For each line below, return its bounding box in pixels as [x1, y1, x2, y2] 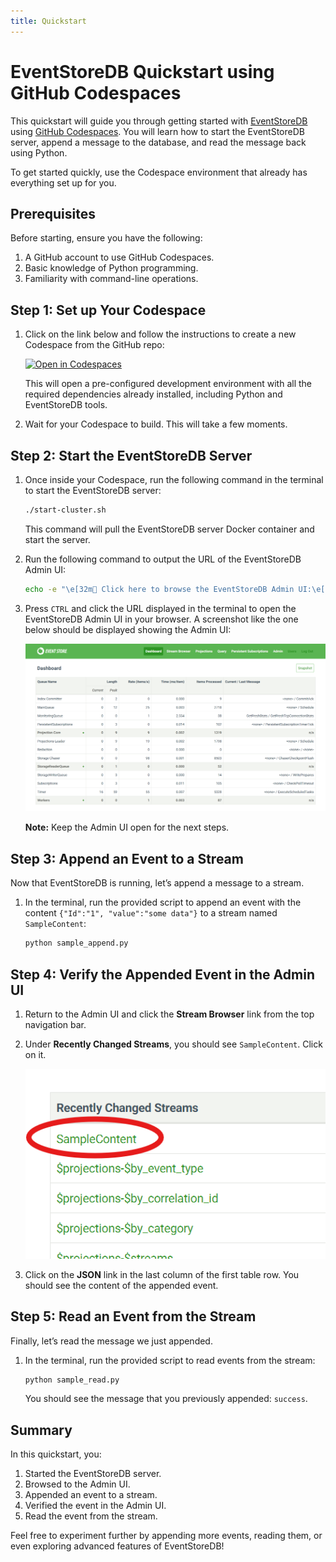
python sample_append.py [24, 938, 129, 949]
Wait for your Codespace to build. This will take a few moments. [24, 418, 288, 430]
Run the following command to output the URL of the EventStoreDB [24, 553, 302, 565]
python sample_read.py [24, 1375, 120, 1385]
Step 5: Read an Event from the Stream [10, 1308, 257, 1325]
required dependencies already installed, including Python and [24, 388, 283, 400]
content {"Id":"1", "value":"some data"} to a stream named [24, 907, 278, 919]
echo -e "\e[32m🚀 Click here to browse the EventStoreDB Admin [24, 584, 295, 594]
